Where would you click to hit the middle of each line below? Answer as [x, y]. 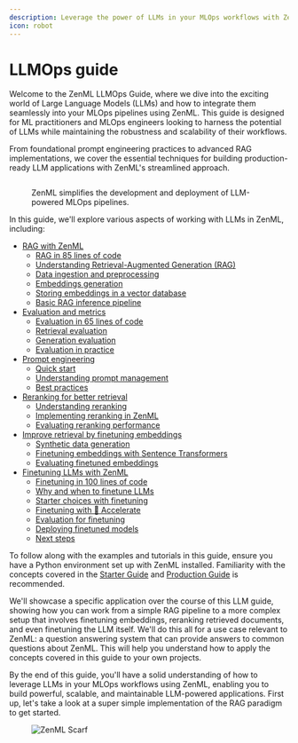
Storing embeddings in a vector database [111, 293]
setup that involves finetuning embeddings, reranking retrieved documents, [147, 620]
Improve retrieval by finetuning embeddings [102, 435]
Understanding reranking [81, 407]
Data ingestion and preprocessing [97, 274]
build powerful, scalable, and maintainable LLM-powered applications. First [147, 694]
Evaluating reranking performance [98, 425]
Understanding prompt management [102, 378]
